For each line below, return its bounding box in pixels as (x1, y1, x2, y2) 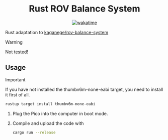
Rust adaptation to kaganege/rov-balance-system (5, 29, 109, 35)
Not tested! (5, 49, 29, 55)
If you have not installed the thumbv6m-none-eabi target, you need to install (5, 86, 163, 92)
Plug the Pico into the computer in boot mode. (12, 110, 108, 116)
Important (5, 76, 26, 83)
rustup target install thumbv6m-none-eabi (5, 101, 96, 106)
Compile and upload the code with (12, 120, 84, 126)
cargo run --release (12, 130, 56, 135)
